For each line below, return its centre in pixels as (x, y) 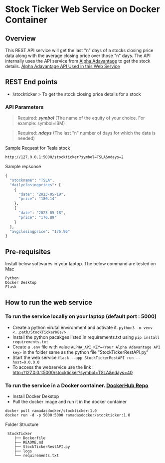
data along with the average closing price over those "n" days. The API (78, 56)
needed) (26, 138)
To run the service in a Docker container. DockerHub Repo (77, 385)
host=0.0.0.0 (26, 362)
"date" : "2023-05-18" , (42, 213)
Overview (21, 38)
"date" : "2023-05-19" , (42, 194)
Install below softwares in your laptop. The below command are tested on (81, 264)
